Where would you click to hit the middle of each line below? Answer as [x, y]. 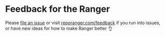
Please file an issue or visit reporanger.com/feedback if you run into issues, [83, 23]
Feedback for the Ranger [57, 9]
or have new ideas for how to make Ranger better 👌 [59, 28]
